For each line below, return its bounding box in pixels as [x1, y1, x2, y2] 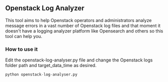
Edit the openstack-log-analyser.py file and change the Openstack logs [5, 57, 153, 63]
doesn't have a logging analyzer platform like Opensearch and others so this [5, 27, 163, 34]
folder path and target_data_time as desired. [5, 62, 97, 68]
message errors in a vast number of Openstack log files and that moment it [5, 22, 161, 28]
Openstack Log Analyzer [5, 4, 85, 12]
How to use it [5, 45, 38, 52]
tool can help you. [5, 33, 43, 39]
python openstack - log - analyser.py [5, 72, 78, 77]
